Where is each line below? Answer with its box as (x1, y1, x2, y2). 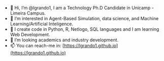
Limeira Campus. (10, 10, 46, 16)
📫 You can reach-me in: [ (10, 43, 64, 48)
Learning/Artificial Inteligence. (10, 21, 74, 27)
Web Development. (10, 32, 50, 37)
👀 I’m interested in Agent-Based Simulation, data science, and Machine (10, 16, 159, 21)
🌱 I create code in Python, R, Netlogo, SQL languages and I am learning (10, 26, 159, 32)
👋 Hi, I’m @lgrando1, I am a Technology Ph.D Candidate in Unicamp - (10, 5, 154, 11)
